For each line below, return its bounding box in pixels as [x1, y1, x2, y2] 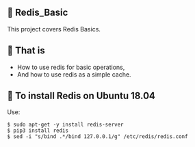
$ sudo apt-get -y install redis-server [7, 121, 125, 129]
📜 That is [7, 45, 46, 57]
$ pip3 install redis [7, 127, 69, 134]
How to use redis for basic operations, [16, 63, 125, 71]
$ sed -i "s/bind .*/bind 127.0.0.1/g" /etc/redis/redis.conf [7, 133, 188, 140]
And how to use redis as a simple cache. [16, 70, 131, 79]
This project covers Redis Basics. [7, 25, 101, 33]
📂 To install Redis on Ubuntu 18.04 [7, 90, 156, 102]
